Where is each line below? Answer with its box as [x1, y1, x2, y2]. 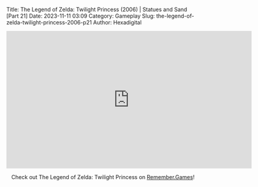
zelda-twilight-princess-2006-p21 [6, 19, 92, 26]
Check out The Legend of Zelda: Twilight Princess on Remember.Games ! [11, 174, 195, 180]
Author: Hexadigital [93, 19, 142, 26]
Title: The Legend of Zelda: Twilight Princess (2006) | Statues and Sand [6, 6, 188, 13]
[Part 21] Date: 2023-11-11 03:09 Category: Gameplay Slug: [6, 12, 155, 20]
